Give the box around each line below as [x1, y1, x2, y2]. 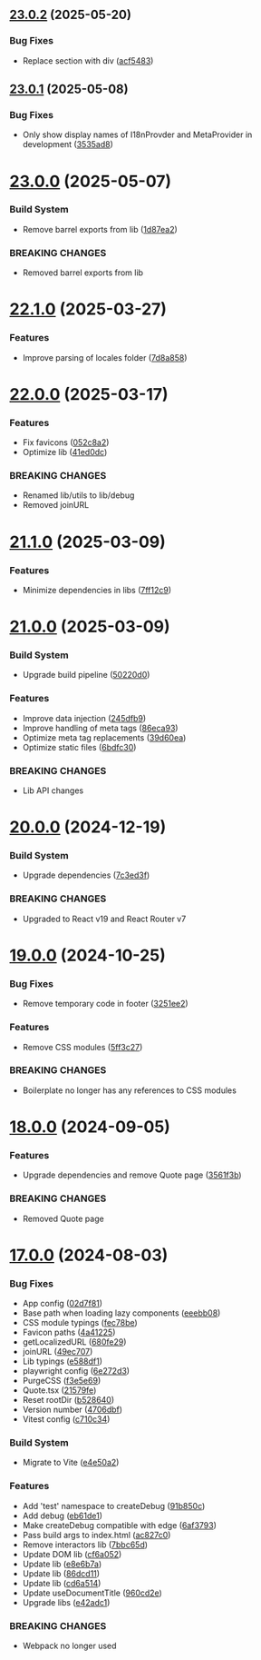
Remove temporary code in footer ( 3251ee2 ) [22, 999, 188, 1009]
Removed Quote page [22, 1213, 104, 1224]
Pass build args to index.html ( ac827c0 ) [22, 1529, 171, 1540]
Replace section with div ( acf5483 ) [22, 55, 154, 66]
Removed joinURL [22, 500, 90, 511]
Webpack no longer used [22, 1640, 117, 1651]
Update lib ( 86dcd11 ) [22, 1567, 101, 1579]
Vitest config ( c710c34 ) [22, 1414, 111, 1425]
